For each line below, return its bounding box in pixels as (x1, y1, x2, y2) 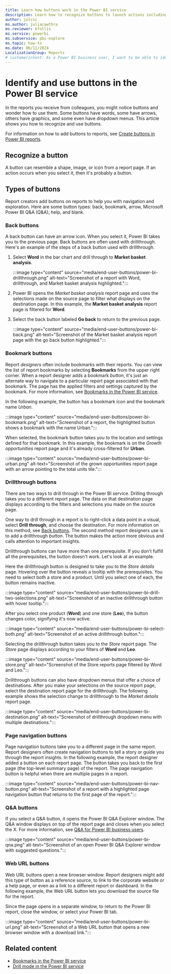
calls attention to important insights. (5, 538, 80, 544)
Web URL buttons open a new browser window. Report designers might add (5, 871, 164, 878)
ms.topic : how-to (5, 41, 42, 46)
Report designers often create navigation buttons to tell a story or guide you (5, 749, 164, 755)
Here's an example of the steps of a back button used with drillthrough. (5, 244, 155, 251)
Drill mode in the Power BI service (12, 963, 84, 969)
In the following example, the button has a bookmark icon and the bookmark (5, 398, 165, 405)
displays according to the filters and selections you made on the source (5, 501, 155, 507)
